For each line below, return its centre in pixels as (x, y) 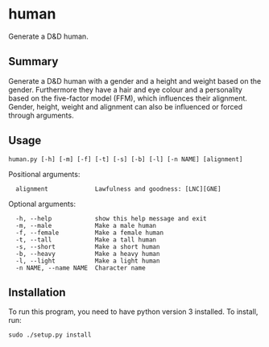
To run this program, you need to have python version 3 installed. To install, (133, 312)
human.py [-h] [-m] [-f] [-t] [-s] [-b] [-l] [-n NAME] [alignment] (126, 159)
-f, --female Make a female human (89, 233)
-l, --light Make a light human (88, 261)
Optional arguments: (42, 204)
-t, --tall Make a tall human (86, 240)
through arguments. (41, 115)
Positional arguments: (44, 174)
